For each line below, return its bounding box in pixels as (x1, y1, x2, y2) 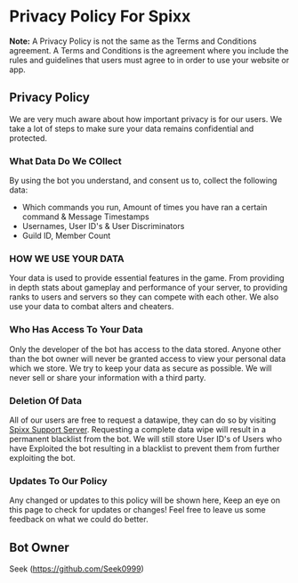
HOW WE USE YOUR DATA (9, 252, 125, 265)
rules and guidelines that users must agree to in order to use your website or (9, 54, 290, 65)
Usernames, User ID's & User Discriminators (21, 221, 185, 232)
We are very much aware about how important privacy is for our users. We (9, 113, 283, 124)
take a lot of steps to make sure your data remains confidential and (9, 123, 254, 134)
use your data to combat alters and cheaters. (9, 301, 174, 312)
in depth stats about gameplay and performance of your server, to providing (9, 283, 288, 293)
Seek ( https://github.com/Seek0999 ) (9, 563, 144, 574)
